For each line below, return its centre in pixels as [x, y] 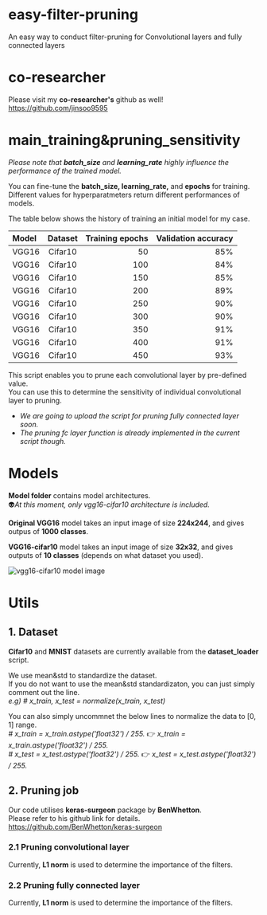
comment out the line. [44, 692]
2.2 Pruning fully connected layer [74, 885]
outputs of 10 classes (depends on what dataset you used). [106, 555]
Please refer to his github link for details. [74, 818]
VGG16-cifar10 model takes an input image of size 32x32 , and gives [121, 547]
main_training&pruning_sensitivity [124, 140]
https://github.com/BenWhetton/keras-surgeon [85, 827]
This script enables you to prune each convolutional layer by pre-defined [128, 375]
